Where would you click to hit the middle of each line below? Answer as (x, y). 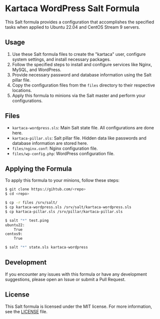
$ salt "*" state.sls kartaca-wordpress (47, 248)
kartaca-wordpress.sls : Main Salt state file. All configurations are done (83, 127)
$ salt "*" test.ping (27, 220)
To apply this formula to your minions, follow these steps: (62, 180)
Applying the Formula (38, 168)
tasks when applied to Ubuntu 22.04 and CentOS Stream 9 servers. (72, 27)
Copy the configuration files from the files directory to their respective (83, 85)
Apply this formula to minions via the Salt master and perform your (79, 95)
